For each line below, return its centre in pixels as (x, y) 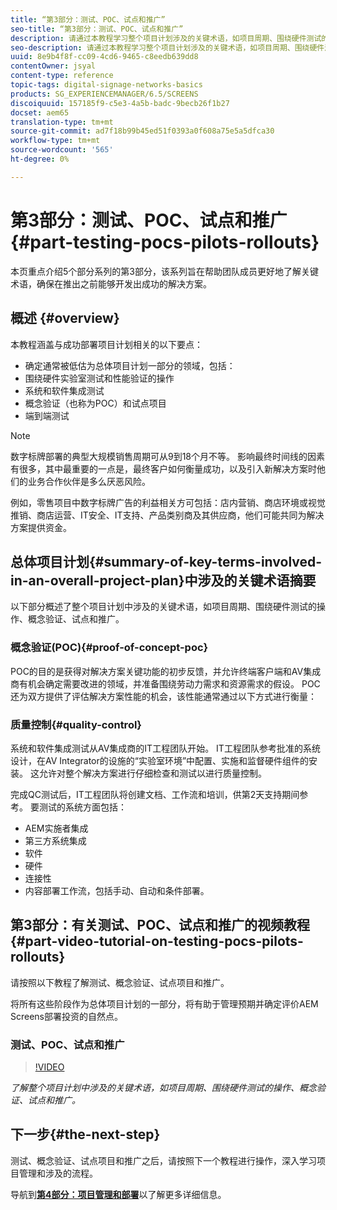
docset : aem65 (40, 112)
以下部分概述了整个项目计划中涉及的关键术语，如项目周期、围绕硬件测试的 (163, 607)
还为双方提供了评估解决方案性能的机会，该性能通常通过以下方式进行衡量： (163, 696)
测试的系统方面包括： (82, 807)
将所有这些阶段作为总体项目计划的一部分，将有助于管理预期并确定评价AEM (164, 1003)
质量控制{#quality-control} (76, 724)
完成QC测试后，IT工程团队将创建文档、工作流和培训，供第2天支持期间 (155, 794)
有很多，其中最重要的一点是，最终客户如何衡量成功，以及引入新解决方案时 (163, 468)
